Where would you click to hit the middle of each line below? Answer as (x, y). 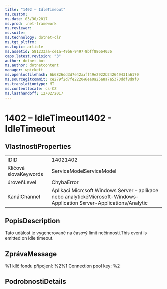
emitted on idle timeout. (29, 238)
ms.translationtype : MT (30, 84)
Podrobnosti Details (36, 281)
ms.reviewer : (19, 28)
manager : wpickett (24, 70)
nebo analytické (70, 197)
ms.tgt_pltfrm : (21, 42)
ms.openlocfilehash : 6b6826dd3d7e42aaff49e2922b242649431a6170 (72, 75)
